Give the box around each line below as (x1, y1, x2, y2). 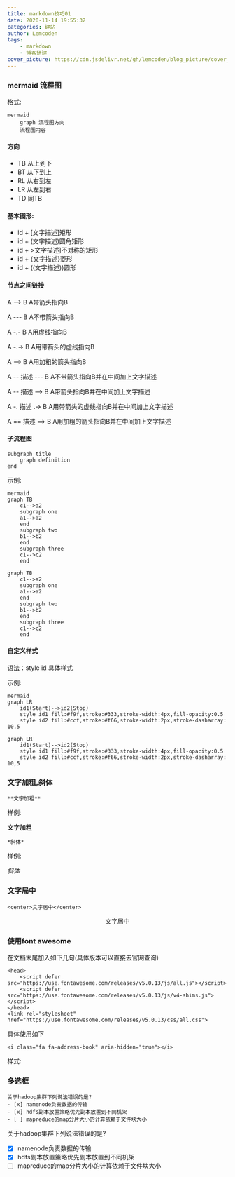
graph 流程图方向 (20, 119, 65, 126)
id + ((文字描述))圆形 (17, 264, 77, 272)
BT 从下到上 (17, 168, 52, 176)
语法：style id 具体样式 (7, 664, 73, 672)
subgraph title (7, 450, 52, 457)
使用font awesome (7, 936, 71, 946)
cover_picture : (7, 56, 52, 63)
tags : (7, 36, 23, 43)
